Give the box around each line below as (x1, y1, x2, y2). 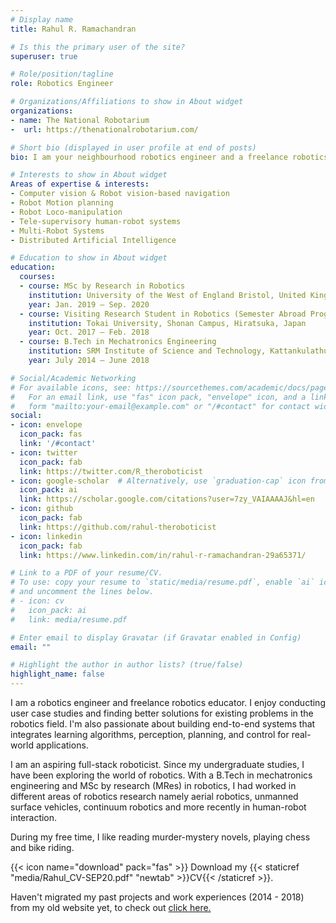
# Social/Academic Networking (10, 373, 137, 383)
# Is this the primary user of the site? (10, 42, 186, 52)
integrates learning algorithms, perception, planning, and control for (10, 729, 290, 740)
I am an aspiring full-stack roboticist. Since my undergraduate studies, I (10, 759, 305, 770)
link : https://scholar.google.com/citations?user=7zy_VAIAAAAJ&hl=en (19, 494, 315, 505)
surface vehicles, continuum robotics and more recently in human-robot (10, 801, 307, 813)
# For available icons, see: (10, 382, 132, 393)
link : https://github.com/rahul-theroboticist (19, 522, 217, 532)
